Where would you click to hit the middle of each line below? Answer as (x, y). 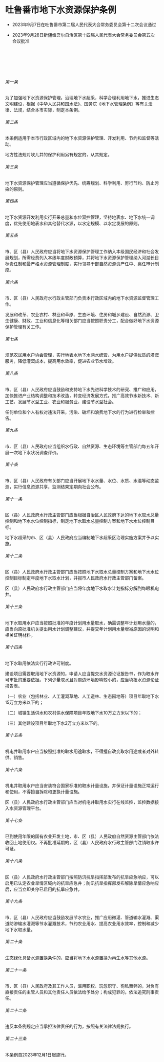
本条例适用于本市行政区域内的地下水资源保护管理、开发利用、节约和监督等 (80, 138)
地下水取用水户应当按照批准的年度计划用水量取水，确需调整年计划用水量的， (82, 623)
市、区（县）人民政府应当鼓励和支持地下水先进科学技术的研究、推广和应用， (82, 389)
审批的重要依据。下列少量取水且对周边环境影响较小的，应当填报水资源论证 (84, 680)
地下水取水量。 (20, 929)
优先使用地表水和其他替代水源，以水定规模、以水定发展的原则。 (78, 223)
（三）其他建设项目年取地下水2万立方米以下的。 (53, 723)
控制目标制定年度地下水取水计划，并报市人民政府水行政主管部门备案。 (76, 578)
